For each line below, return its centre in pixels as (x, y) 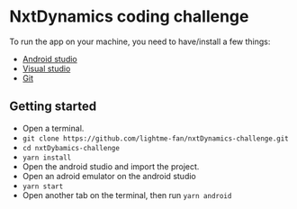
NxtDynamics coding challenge (129, 17)
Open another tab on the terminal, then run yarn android (127, 195)
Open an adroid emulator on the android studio (109, 176)
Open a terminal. (53, 128)
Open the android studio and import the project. (111, 166)
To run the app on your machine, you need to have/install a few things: (140, 41)
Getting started (53, 107)
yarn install (47, 158)
